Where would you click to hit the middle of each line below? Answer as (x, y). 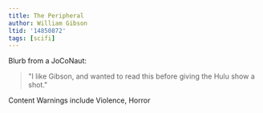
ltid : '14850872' (37, 30)
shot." (38, 85)
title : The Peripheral (46, 16)
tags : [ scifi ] (32, 38)
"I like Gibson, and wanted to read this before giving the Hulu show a (141, 76)
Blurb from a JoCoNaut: (47, 61)
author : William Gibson (48, 23)
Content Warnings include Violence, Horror (79, 100)
